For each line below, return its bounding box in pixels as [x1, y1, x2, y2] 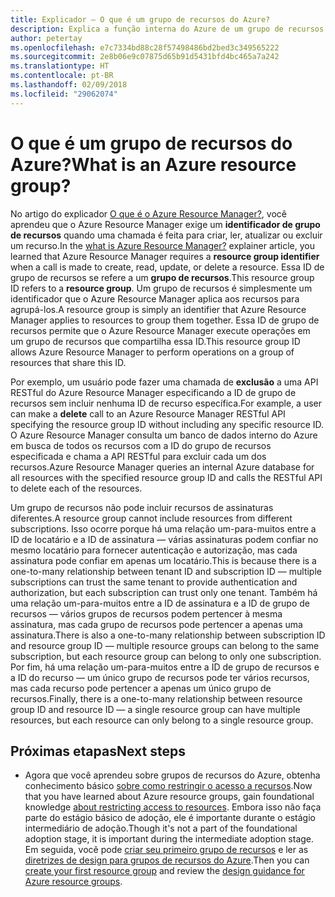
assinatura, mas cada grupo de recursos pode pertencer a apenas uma [10, 618, 303, 630]
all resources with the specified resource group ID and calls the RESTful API [10, 471, 323, 483]
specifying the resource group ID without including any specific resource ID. [10, 418, 325, 430]
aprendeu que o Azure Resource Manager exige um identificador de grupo [10, 218, 321, 230]
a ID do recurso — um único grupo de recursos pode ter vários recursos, [10, 671, 310, 683]
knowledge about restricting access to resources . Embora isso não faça [24, 801, 322, 813]
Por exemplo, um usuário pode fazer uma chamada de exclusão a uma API [10, 376, 319, 388]
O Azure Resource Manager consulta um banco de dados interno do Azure [10, 429, 318, 441]
